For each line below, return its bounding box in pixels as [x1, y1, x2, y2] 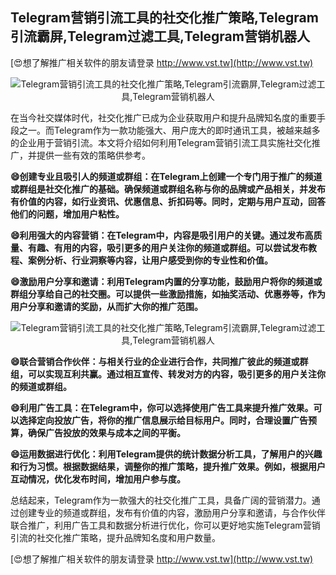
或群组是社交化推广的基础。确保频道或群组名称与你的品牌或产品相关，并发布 [10, 183, 326, 195]
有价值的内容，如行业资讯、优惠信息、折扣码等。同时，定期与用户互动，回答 [10, 195, 326, 207]
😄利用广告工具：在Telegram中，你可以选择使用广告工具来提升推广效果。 [10, 401, 314, 413]
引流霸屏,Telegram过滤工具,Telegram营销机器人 [10, 28, 310, 45]
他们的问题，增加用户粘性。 [10, 208, 125, 220]
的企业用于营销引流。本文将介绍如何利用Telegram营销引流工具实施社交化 [10, 136, 312, 148]
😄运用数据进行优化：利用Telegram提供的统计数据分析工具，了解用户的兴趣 [10, 448, 323, 460]
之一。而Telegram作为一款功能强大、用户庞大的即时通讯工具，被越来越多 [18, 124, 321, 136]
